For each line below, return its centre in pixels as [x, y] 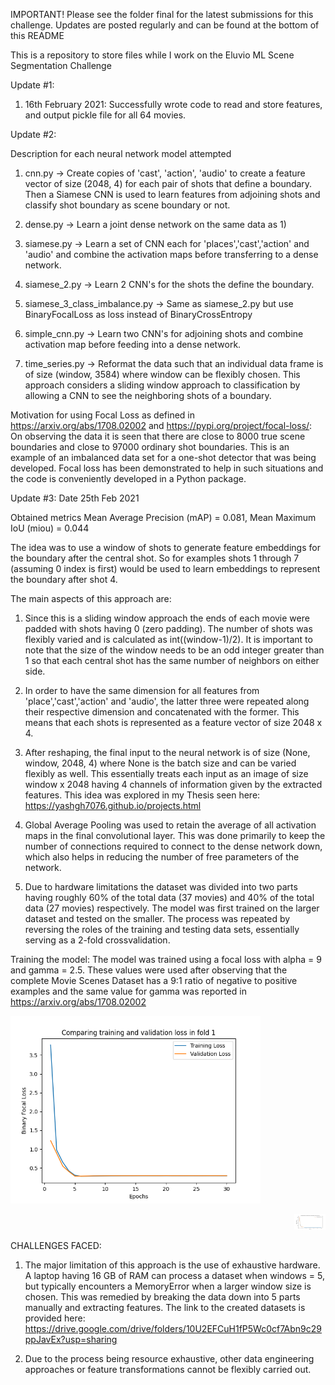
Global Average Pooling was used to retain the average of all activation [170, 825]
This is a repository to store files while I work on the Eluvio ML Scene [152, 55]
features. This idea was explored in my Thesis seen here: [142, 795]
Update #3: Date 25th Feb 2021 [75, 498]
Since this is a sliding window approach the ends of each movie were [167, 618]
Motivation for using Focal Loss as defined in [103, 415]
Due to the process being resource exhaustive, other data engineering [169, 1358]
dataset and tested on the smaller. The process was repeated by [157, 918]
